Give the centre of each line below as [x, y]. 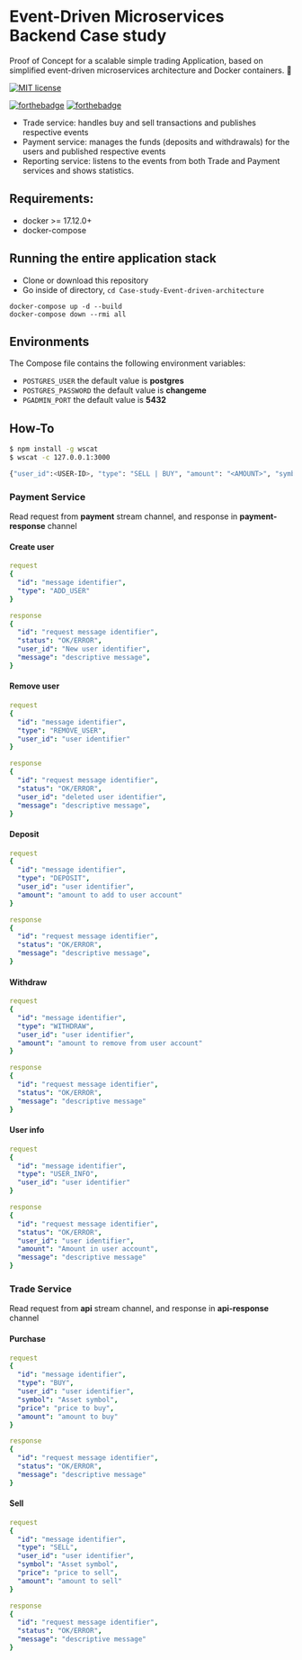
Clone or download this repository [85, 280]
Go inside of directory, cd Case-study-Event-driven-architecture [143, 289]
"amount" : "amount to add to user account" [100, 895]
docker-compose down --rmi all [68, 314]
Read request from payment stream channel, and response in [124, 516]
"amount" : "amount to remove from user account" [110, 1043]
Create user [32, 546]
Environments [49, 341]
